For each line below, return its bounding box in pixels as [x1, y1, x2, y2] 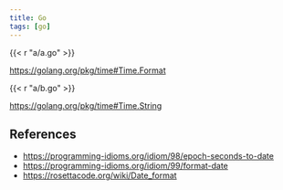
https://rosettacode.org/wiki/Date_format [22, 170, 177, 181]
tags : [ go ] [9, 22, 51, 31]
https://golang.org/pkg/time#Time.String [9, 100, 162, 111]
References [9, 126, 77, 142]
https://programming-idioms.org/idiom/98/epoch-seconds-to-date [22, 151, 274, 162]
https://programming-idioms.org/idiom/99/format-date [22, 161, 228, 172]
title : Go [9, 13, 47, 23]
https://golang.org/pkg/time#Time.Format [9, 65, 166, 76]
